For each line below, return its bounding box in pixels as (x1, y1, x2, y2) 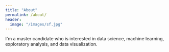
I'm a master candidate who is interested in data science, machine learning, (5, 36, 164, 42)
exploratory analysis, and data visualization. (5, 41, 98, 47)
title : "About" (5, 7, 38, 13)
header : (5, 17, 22, 22)
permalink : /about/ (5, 12, 47, 17)
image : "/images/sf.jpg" (10, 21, 63, 27)
